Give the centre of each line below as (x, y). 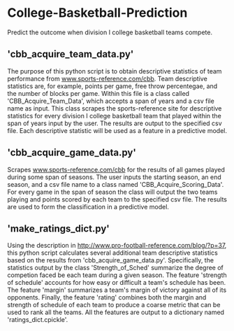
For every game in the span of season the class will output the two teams (112, 192)
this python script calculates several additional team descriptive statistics (112, 253)
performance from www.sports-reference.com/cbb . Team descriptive (107, 78)
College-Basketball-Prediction (97, 13)
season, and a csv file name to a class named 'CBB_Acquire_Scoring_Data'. (116, 184)
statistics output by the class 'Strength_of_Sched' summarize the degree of (115, 268)
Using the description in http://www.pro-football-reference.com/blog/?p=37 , (117, 246)
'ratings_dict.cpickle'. (38, 320)
